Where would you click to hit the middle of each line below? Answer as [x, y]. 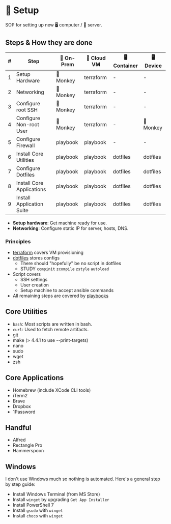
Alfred [19, 440]
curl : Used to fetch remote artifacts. [51, 329]
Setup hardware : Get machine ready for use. [60, 223]
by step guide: [20, 484]
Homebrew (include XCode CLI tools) [52, 390]
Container [126, 66]
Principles [18, 241]
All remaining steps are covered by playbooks [60, 296]
